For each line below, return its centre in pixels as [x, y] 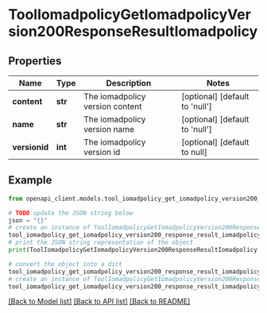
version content [112, 106]
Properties [35, 61]
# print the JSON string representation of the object [101, 243]
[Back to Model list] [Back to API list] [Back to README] [99, 301]
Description [129, 83]
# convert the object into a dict [66, 264]
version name [109, 129]
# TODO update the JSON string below [71, 213]
